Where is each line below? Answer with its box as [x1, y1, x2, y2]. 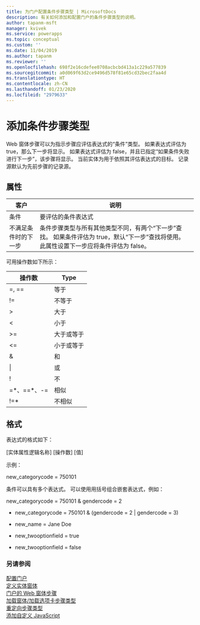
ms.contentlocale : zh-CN [6, 81, 68, 87]
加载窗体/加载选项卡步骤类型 [6, 597, 76, 604]
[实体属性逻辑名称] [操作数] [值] [6, 448, 83, 456]
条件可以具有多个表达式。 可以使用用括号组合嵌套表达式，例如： [6, 485, 164, 493]
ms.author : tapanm [6, 53, 52, 59]
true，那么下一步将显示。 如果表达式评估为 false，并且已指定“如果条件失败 [6, 147, 190, 155]
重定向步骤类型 [6, 604, 43, 611]
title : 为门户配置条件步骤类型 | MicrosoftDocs [6, 8, 117, 15]
